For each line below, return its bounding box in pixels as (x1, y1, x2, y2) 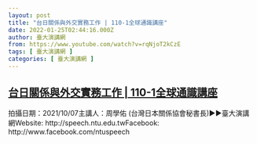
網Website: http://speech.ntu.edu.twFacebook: (8, 118, 160, 128)
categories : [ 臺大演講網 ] (8, 56, 94, 63)
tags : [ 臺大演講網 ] (8, 48, 73, 56)
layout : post (8, 11, 51, 20)
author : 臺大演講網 (8, 33, 66, 41)
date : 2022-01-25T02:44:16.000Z (8, 26, 114, 34)
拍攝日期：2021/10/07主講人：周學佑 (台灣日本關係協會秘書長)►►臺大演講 (8, 108, 250, 117)
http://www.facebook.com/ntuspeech (8, 127, 130, 136)
